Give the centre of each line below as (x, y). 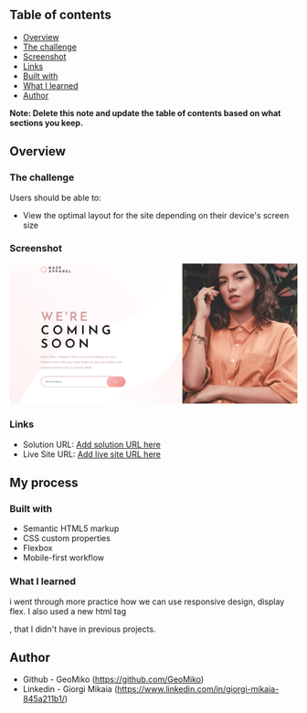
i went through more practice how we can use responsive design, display (147, 601)
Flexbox (37, 548)
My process (44, 483)
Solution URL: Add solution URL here (92, 444)
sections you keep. (47, 122)
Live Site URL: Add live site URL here (92, 454)
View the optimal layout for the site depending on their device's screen (156, 215)
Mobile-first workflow (64, 558)
